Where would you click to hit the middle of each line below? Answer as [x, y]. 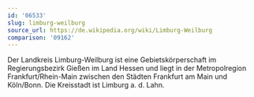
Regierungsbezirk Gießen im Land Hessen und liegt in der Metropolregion [127, 69]
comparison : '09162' [41, 37]
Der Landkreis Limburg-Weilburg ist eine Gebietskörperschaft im [112, 60]
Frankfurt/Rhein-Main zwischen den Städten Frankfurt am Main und [118, 76]
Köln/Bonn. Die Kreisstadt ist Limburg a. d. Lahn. [86, 85]
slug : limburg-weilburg [47, 23]
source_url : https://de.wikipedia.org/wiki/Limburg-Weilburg [110, 30]
